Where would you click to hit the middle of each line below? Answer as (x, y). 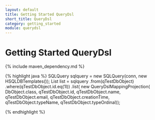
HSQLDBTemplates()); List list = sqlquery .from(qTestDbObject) (70, 81)
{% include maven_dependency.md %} (45, 66)
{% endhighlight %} (25, 112)
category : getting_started (33, 24)
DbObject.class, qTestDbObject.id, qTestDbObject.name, (63, 92)
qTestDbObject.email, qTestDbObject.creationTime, (57, 97)
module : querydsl (23, 28)
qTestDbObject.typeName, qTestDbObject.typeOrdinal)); (63, 103)
